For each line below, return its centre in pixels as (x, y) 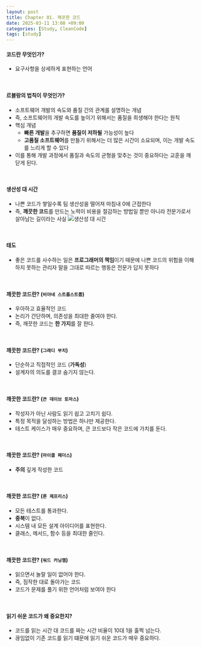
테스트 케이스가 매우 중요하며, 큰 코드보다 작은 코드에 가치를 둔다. (91, 428)
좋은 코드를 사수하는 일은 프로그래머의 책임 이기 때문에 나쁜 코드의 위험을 (99, 260)
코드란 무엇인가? (25, 54)
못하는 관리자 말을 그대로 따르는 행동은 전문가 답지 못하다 (92, 267)
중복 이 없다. (29, 518)
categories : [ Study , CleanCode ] (46, 29)
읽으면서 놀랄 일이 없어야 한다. (50, 574)
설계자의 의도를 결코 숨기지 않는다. (55, 372)
